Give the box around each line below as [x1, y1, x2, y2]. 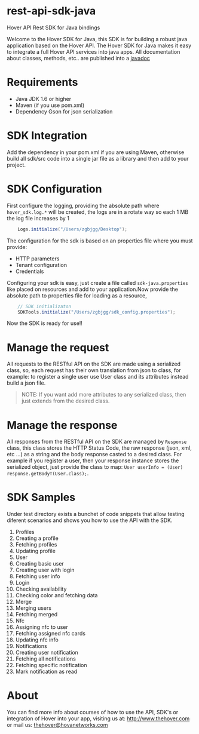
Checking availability [15, 585, 67, 592]
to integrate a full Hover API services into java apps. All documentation [7, 48, 180, 55]
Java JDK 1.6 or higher [15, 95, 72, 102]
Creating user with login [15, 566, 75, 574]
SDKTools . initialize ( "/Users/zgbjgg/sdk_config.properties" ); [17, 309, 176, 315]
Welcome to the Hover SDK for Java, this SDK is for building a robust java [7, 35, 188, 42]
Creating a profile [15, 535, 59, 542]
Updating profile [15, 548, 56, 555]
